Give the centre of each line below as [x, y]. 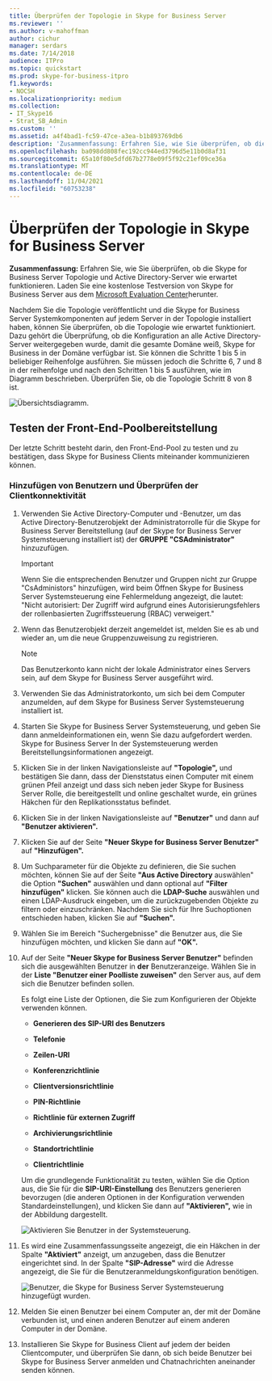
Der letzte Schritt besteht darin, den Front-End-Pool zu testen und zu [124, 448]
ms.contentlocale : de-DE [51, 174]
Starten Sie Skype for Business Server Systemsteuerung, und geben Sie [140, 726]
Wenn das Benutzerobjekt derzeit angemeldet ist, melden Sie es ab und [140, 629]
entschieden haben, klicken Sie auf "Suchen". [98, 918]
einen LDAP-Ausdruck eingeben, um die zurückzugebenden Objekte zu [140, 900]
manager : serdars [38, 46]
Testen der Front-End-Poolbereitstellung [113, 428]
